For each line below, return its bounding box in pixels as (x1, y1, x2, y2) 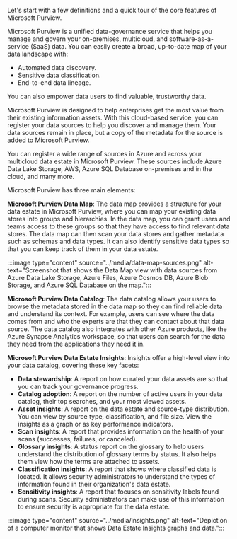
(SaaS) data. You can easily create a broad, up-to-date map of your (30, 42, 227, 50)
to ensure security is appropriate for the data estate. (17, 502, 170, 511)
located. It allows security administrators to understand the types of (17, 473, 216, 480)
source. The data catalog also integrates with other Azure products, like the (7, 325, 228, 333)
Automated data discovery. (17, 64, 97, 71)
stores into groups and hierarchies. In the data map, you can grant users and (7, 215, 231, 223)
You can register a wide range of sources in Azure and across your (7, 150, 202, 158)
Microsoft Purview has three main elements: (7, 186, 136, 194)
